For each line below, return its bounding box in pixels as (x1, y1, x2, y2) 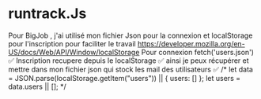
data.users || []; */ (8, 82, 67, 91)
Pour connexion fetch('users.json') (141, 47, 255, 57)
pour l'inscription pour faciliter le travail (8, 38, 136, 48)
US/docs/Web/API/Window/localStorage (8, 47, 140, 57)
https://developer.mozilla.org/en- (137, 38, 245, 48)
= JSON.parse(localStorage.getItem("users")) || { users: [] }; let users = (8, 73, 241, 82)
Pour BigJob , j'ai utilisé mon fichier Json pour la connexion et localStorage (8, 31, 253, 40)
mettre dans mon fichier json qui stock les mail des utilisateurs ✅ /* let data (8, 64, 253, 74)
